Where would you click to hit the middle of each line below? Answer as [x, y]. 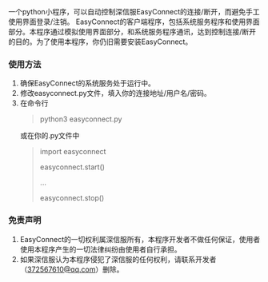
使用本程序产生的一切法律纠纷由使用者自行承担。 [100, 249]
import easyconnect [73, 152]
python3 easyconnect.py [81, 119]
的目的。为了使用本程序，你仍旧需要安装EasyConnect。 [100, 42]
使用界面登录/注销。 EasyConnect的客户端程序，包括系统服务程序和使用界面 [134, 22]
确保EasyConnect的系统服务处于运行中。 [88, 83]
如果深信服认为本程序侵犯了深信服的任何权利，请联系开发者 [118, 259]
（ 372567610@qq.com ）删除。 [72, 269]
